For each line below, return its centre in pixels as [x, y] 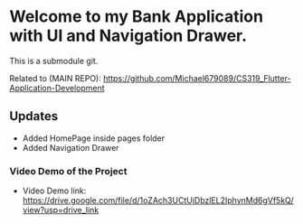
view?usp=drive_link [61, 210]
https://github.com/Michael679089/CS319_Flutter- [197, 78]
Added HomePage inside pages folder [94, 138]
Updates [34, 116]
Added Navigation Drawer [71, 147]
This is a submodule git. [54, 61]
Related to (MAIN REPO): [55, 78]
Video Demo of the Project [68, 171]
